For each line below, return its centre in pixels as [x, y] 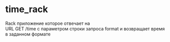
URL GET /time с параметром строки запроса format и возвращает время [85, 28]
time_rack [27, 9]
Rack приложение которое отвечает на [48, 23]
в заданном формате [28, 34]
